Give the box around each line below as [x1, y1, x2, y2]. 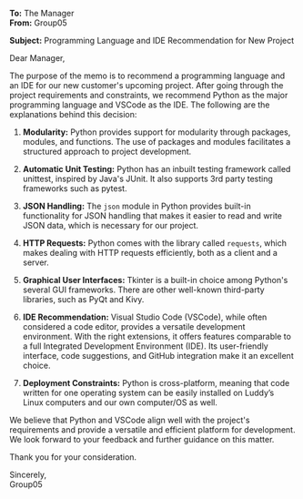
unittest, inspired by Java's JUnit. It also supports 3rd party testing [22, 173, 273, 184]
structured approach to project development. [22, 146, 192, 157]
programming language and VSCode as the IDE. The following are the [9, 99, 270, 110]
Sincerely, [9, 469, 47, 480]
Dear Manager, [9, 53, 66, 63]
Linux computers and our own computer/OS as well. [22, 397, 218, 408]
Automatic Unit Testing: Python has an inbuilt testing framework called [22, 164, 291, 174]
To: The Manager [9, 8, 75, 18]
